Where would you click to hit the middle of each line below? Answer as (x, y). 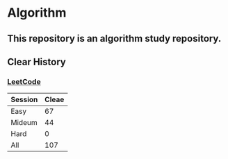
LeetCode (24, 81)
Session (24, 100)
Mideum (24, 123)
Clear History (36, 61)
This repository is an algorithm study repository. (114, 39)
